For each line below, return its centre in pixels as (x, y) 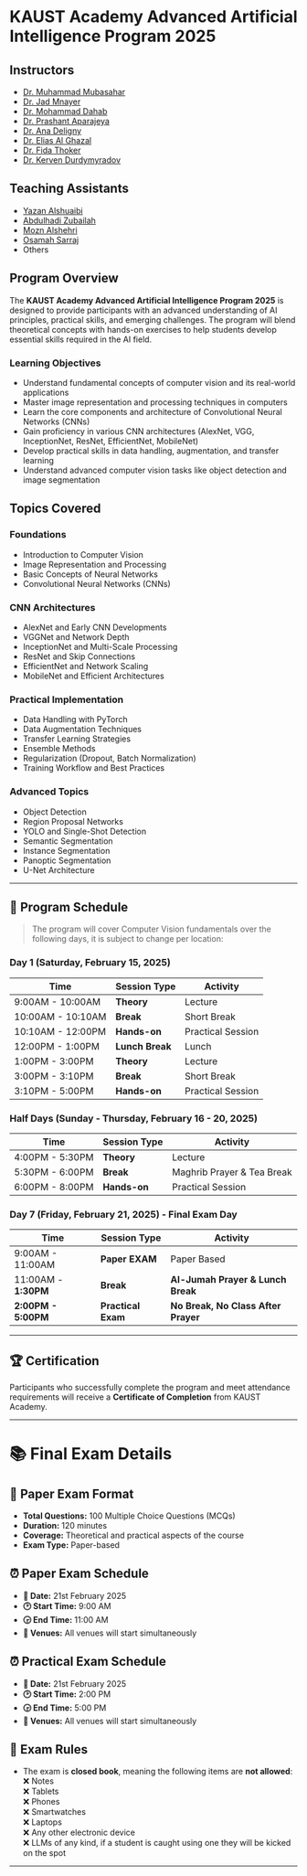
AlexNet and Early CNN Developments (95, 627)
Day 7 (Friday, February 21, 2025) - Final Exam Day (123, 1214)
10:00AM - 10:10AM (60, 1017)
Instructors (42, 70)
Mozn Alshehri (50, 229)
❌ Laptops (42, 1822)
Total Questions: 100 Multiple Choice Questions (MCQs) (129, 1516)
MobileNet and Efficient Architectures (93, 676)
